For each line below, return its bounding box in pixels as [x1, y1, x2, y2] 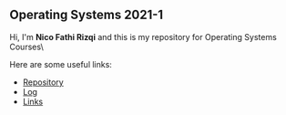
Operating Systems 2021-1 [9, 7, 164, 23]
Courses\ [9, 41, 44, 52]
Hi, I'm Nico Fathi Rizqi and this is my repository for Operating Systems [9, 31, 278, 42]
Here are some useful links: [9, 58, 112, 69]
